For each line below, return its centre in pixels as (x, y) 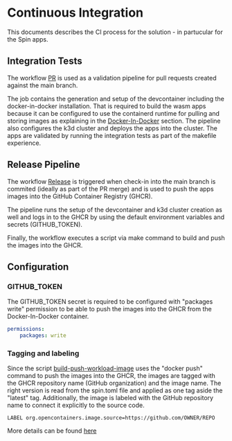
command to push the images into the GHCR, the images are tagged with (111, 376)
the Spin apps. (28, 39)
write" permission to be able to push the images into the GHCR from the (110, 309)
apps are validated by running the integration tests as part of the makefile (112, 135)
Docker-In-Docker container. (48, 316)
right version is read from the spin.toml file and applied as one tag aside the (115, 390)
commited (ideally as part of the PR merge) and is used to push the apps (110, 189)
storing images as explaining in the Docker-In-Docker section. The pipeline (114, 121)
